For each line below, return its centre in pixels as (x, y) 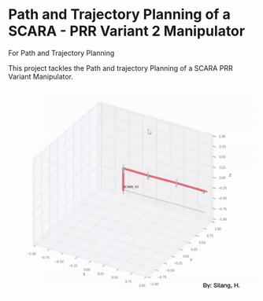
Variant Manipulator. (41, 76)
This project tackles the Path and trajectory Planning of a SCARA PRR (121, 68)
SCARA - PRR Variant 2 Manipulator (127, 31)
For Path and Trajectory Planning (61, 53)
